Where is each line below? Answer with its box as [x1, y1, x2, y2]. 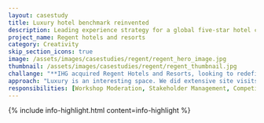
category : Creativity [8, 41, 79, 49]
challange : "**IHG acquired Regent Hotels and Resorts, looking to [8, 70, 234, 78]
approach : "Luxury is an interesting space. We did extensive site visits [8, 77, 258, 85]
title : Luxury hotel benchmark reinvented [8, 19, 149, 27]
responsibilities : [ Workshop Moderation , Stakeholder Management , [8, 84, 230, 92]
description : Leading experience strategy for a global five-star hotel [8, 26, 251, 34]
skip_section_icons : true [8, 48, 93, 56]
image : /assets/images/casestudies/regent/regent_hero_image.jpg [8, 56, 226, 63]
